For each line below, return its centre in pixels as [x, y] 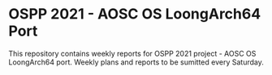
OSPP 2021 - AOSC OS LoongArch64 [135, 14]
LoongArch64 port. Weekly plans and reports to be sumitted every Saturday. [136, 62]
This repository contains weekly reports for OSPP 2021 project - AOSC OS [132, 53]
